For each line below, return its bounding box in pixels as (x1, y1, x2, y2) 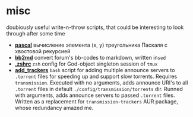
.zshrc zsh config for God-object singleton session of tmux (14, 60, 158, 67)
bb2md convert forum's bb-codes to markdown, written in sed (14, 54, 166, 61)
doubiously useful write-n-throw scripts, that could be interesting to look (6, 24, 184, 31)
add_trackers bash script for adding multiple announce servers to (14, 66, 175, 73)
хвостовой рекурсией (14, 47, 71, 54)
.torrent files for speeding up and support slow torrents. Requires (14, 73, 178, 80)
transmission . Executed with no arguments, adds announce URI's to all (14, 79, 188, 86)
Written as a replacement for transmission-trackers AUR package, (14, 97, 179, 105)
